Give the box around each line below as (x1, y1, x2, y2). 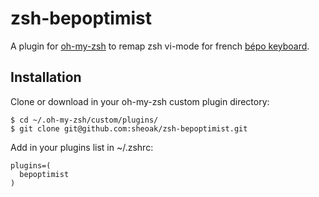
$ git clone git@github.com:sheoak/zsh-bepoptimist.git (10, 123, 248, 134)
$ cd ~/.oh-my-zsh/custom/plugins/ (10, 115, 159, 125)
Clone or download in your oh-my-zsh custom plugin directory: (10, 95, 270, 107)
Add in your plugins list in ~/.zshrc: (10, 141, 154, 153)
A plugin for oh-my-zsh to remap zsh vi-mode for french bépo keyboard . (10, 40, 310, 52)
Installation (10, 69, 82, 86)
